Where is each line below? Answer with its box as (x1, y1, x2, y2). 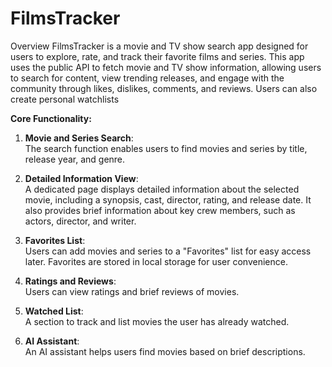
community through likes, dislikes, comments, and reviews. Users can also (10, 82, 318, 94)
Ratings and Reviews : (24, 275, 117, 287)
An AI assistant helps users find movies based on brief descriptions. (24, 345, 306, 357)
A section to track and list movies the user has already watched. (24, 315, 290, 327)
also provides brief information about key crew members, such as (24, 204, 296, 216)
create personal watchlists (10, 93, 120, 105)
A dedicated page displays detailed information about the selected (24, 183, 300, 195)
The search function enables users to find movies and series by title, (24, 142, 308, 154)
